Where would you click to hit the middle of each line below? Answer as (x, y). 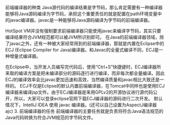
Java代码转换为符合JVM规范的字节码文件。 (51, 117)
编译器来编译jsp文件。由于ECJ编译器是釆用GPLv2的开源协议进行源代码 (79, 92)
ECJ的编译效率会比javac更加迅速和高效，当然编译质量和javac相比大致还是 (83, 79)
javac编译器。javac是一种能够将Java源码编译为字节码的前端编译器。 (81, 20)
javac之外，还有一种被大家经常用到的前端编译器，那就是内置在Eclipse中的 (87, 44)
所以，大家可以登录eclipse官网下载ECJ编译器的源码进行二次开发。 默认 (88, 98)
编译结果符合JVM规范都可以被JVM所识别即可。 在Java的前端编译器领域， (82, 37)
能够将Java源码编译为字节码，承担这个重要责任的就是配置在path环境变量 (81, 14)
